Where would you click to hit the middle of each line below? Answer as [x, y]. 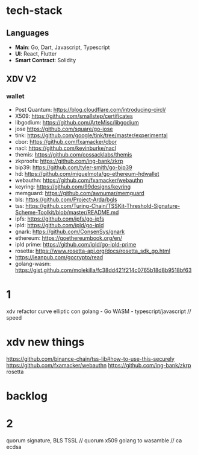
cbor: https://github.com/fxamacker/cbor [66, 141]
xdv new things [45, 342]
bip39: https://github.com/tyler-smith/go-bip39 [73, 167]
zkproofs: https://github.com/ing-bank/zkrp [69, 161]
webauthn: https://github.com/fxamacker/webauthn [79, 180]
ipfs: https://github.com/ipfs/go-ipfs [59, 219]
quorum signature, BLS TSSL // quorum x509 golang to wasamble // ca [94, 440]
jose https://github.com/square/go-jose [64, 129]
